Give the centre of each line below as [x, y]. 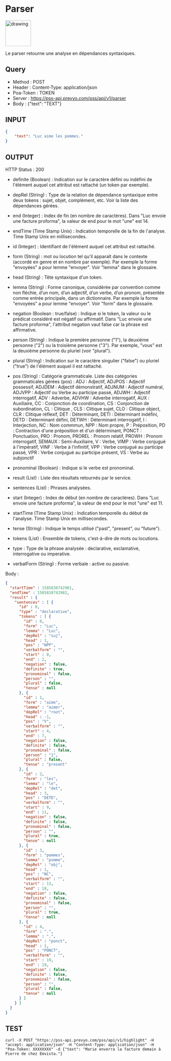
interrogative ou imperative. [42, 554]
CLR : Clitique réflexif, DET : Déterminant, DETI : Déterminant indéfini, [86, 414]
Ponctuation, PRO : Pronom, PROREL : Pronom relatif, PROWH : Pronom [88, 436]
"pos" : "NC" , [39, 874]
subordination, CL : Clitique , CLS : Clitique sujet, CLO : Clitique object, [87, 409]
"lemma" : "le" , [41, 783]
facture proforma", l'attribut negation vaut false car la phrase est [80, 324]
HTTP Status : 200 [25, 169]
